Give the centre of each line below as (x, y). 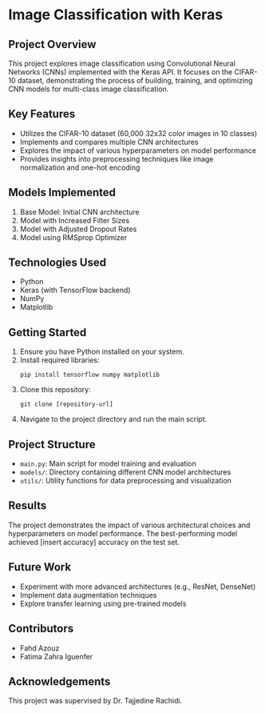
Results (28, 506)
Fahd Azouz (40, 648)
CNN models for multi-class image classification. (89, 89)
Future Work (40, 567)
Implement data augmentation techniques (88, 595)
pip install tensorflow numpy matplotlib (89, 375)
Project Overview (52, 44)
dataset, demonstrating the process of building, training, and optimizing (135, 80)
